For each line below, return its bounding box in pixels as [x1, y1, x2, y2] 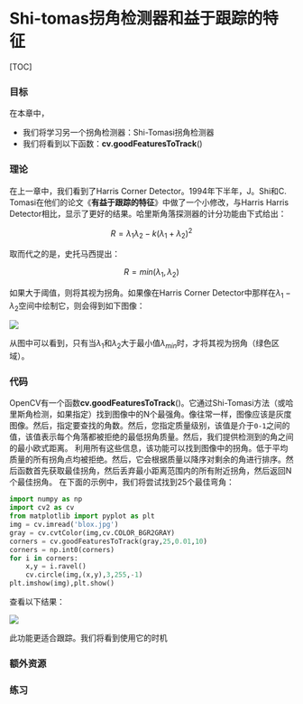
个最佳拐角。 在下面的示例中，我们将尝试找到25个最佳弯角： [9, 476, 234, 488]
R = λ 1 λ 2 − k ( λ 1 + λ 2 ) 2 [110, 226, 193, 240]
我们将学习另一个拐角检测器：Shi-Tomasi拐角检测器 [22, 127, 215, 138]
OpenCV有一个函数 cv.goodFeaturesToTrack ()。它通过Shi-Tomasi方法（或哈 [9, 398, 294, 408]
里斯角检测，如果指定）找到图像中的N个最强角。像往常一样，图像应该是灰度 [9, 408, 292, 420]
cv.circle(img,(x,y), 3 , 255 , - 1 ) [25, 570, 143, 579]
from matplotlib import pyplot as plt [9, 512, 155, 521]
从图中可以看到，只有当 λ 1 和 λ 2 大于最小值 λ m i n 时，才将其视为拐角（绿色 [9, 338, 272, 351]
